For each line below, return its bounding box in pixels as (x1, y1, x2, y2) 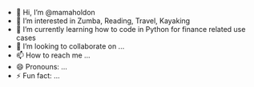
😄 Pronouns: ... (15, 62, 68, 71)
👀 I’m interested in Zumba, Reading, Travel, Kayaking (15, 16, 191, 26)
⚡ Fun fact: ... (15, 71, 60, 80)
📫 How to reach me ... (15, 50, 91, 60)
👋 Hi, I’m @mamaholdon (15, 8, 96, 17)
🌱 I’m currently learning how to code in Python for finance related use (15, 25, 246, 34)
